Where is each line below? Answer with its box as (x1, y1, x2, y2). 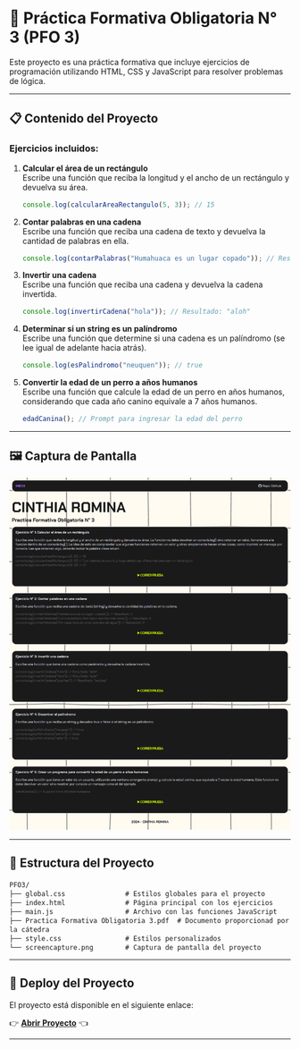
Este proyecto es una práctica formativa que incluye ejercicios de (9, 56, 250, 67)
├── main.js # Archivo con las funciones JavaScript (9, 907, 278, 916)
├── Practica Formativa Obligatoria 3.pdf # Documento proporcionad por (9, 916, 290, 925)
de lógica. (9, 75, 46, 86)
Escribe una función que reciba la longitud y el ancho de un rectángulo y (21, 172, 290, 182)
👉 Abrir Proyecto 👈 (9, 1017, 89, 1028)
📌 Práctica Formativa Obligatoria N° (9, 8, 278, 29)
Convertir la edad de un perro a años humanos (21, 377, 198, 388)
